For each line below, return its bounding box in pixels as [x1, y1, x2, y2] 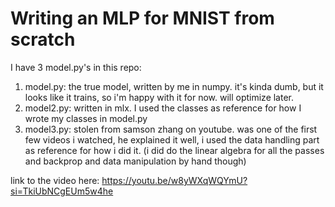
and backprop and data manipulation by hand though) [24, 155, 247, 167]
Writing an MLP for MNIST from [10, 7, 275, 30]
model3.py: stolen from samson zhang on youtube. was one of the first [24, 123, 318, 135]
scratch [10, 28, 76, 51]
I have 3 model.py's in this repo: [10, 61, 142, 73]
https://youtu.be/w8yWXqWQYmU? [101, 174, 248, 186]
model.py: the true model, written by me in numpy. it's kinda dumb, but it [24, 80, 324, 92]
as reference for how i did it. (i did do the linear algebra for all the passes [24, 144, 325, 156]
